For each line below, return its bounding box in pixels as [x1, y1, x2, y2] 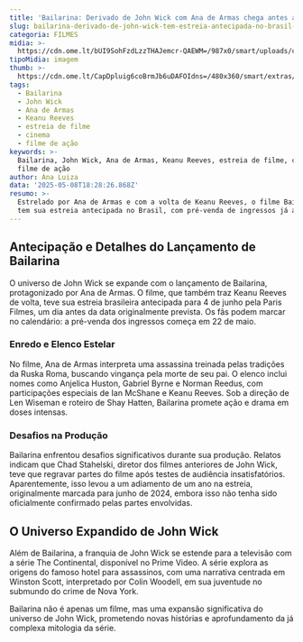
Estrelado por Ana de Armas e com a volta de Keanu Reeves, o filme [17, 197, 280, 207]
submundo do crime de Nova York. [9, 585, 139, 596]
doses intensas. [9, 407, 69, 417]
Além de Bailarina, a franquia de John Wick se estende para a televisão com [9, 547, 292, 558]
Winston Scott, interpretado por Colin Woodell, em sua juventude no [9, 576, 263, 587]
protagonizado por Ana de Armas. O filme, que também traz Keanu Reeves [9, 287, 287, 298]
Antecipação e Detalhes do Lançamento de [9, 240, 257, 255]
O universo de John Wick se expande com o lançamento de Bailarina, [9, 277, 268, 289]
